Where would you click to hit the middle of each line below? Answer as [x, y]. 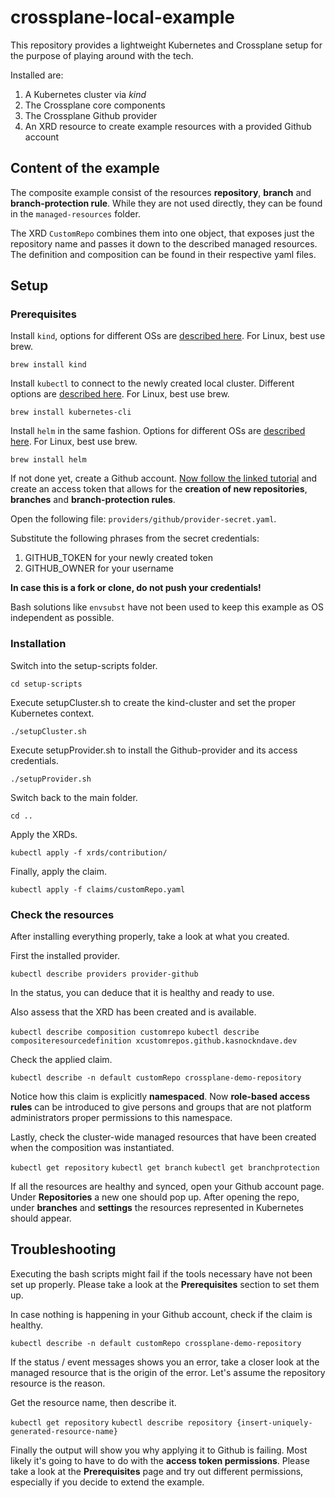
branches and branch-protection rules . [93, 500]
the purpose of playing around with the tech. [102, 55]
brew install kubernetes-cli [71, 412]
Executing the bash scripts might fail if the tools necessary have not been [161, 1273]
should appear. [41, 1218]
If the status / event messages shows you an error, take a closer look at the [165, 1362]
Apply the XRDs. [44, 834]
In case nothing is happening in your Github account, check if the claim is [161, 1314]
